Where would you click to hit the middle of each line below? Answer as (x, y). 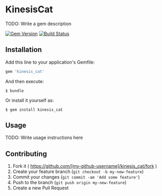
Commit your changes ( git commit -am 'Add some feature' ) (76, 177)
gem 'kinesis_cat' (25, 71)
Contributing (26, 154)
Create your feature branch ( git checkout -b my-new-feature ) (78, 172)
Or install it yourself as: (29, 100)
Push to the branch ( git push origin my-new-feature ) (69, 183)
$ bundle (15, 91)
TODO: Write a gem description (38, 24)
